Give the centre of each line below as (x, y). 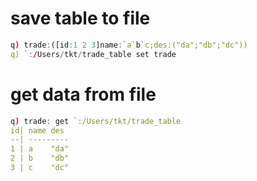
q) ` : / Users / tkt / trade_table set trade (93, 54)
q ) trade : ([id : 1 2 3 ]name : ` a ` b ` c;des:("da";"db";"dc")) (129, 45)
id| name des (37, 130)
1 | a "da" (40, 149)
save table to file (80, 18)
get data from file (83, 94)
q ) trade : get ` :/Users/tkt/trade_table (96, 121)
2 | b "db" (40, 158)
